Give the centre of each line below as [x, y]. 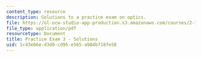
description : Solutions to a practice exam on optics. [76, 17]
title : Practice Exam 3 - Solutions [52, 39]
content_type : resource [36, 12]
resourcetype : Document [36, 34]
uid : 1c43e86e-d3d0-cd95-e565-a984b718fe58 [62, 45]
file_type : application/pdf [41, 28]
